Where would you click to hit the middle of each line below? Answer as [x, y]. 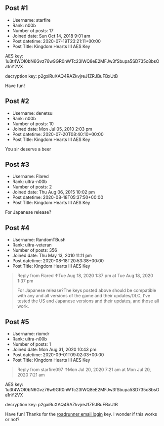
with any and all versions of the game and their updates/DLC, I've [84, 296]
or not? [12, 420]
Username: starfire [31, 20]
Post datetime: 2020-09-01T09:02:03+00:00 [58, 355]
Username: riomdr [31, 334]
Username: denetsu [32, 113]
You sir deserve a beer [28, 149]
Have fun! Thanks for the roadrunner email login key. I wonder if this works [81, 414]
